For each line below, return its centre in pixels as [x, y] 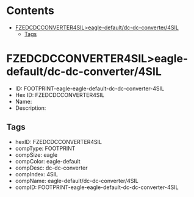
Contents [31, 11]
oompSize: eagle [36, 155]
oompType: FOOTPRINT [45, 148]
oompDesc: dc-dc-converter [51, 168]
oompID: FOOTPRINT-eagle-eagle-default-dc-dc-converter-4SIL [97, 187]
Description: [31, 108]
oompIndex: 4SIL [37, 174]
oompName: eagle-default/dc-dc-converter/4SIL [77, 181]
